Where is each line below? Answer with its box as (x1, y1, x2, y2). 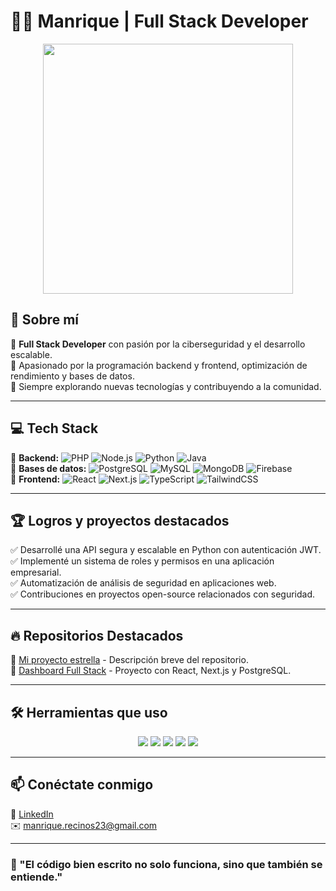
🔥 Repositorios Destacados (10, 627, 184, 644)
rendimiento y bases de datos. (10, 370, 135, 382)
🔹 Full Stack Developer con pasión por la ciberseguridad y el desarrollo (10, 338, 306, 350)
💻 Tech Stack (10, 420, 99, 437)
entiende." (10, 870, 63, 884)
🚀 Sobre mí (10, 311, 79, 329)
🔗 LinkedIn (10, 808, 54, 820)
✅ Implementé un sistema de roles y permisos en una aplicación (10, 555, 275, 567)
